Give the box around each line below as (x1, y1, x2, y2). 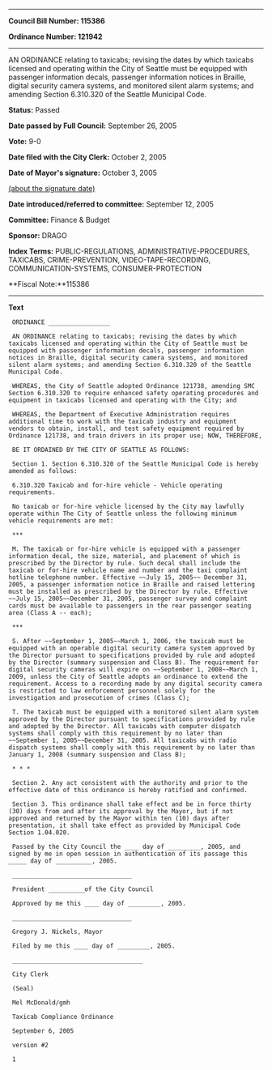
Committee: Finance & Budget (8, 215, 111, 224)
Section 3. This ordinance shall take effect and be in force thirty (11, 800, 252, 808)
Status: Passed (8, 105, 61, 114)
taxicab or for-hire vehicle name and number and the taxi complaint (8, 566, 249, 574)
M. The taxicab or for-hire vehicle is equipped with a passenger (11, 545, 241, 553)
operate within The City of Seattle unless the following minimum (8, 509, 237, 518)
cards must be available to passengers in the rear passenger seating (8, 602, 252, 610)
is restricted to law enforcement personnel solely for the (8, 687, 216, 695)
